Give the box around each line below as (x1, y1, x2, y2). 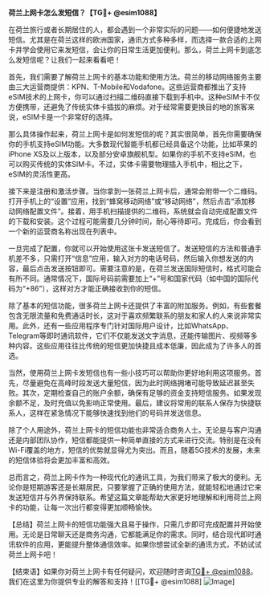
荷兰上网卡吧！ (8, 550, 58, 559)
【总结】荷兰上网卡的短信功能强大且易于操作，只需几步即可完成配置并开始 (8, 519, 255, 529)
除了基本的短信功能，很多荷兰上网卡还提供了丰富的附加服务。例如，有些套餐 (8, 301, 262, 310)
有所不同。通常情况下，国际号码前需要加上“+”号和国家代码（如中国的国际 (8, 274, 252, 283)
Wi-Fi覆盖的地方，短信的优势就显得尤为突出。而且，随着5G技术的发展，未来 (8, 445, 261, 454)
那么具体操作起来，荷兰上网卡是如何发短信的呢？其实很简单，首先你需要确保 (8, 129, 262, 139)
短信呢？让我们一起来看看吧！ (22, 55, 121, 64)
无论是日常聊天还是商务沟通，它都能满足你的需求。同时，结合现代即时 (22, 530, 255, 539)
